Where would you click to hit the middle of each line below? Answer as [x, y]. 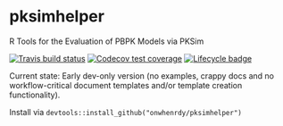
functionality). [35, 95]
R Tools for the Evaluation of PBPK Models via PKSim [107, 41]
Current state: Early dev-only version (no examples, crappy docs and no [142, 76]
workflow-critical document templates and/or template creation [126, 85]
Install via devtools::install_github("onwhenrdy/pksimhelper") [126, 112]
